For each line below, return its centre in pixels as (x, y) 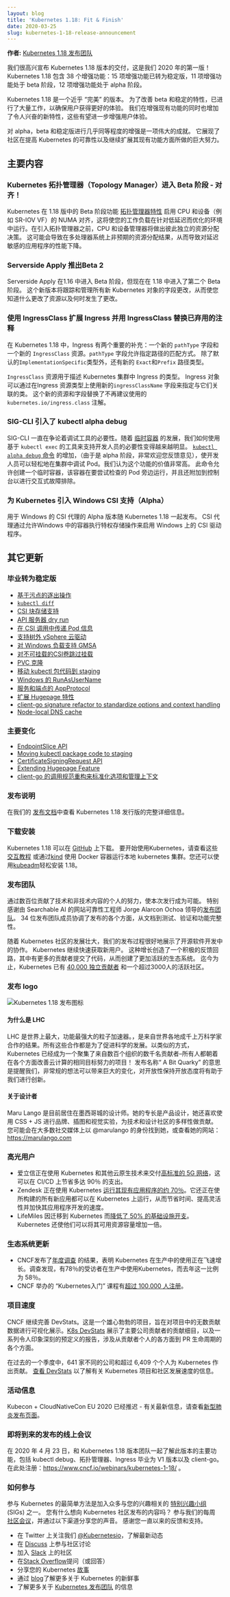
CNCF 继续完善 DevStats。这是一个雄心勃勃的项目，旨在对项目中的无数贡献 (114, 1322)
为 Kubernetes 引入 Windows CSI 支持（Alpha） (88, 500)
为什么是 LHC (26, 1019)
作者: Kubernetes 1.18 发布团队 (50, 53)
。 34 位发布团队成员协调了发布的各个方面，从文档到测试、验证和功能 (112, 918)
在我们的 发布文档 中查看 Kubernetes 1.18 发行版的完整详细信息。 (98, 812)
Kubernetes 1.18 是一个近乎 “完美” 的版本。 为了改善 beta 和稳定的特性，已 (112, 100)
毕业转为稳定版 (32, 579)
